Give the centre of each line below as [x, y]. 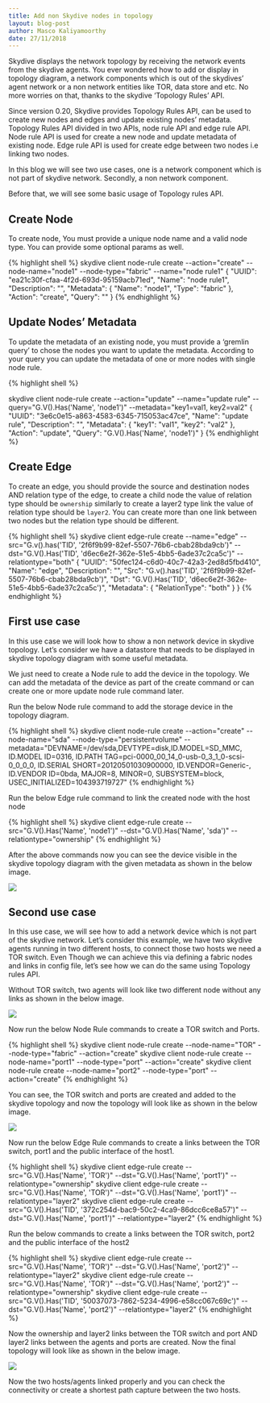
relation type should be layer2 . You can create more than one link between [133, 512]
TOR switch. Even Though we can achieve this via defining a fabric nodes [131, 957]
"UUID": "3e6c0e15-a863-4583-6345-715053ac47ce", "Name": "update [129, 415]
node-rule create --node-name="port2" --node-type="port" [109, 1071]
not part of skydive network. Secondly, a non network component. [118, 178]
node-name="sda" [39, 739]
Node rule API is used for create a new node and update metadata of [123, 137]
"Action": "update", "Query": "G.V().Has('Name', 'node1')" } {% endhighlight [134, 433]
